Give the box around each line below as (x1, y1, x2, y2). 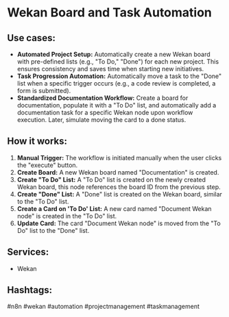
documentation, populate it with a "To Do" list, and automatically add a (16, 101, 217, 109)
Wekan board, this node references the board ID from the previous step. (16, 183, 221, 191)
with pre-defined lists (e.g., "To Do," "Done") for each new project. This (16, 58, 219, 66)
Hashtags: (7, 284, 53, 296)
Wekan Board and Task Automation (7, 5, 213, 21)
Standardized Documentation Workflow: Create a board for (16, 94, 189, 102)
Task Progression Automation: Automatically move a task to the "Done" (16, 72, 222, 80)
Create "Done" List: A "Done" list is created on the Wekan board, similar (16, 190, 223, 198)
